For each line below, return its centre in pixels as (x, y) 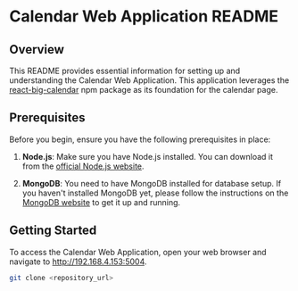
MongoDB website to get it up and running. (101, 202)
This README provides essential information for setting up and (125, 71)
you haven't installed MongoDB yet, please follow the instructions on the (155, 193)
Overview (37, 50)
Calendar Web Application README (144, 17)
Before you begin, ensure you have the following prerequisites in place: (140, 139)
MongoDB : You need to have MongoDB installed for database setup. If (152, 183)
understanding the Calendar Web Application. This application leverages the (149, 80)
